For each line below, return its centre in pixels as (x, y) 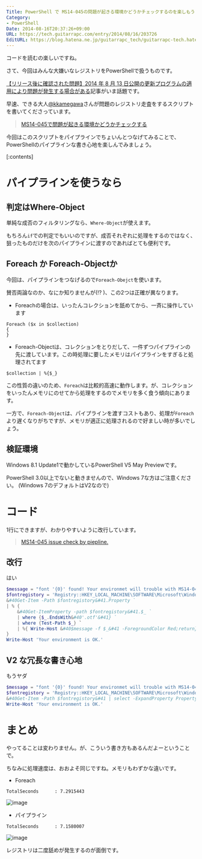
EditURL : (17, 40)
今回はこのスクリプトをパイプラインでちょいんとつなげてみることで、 (93, 137)
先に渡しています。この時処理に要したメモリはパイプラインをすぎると (101, 354)
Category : (19, 18)
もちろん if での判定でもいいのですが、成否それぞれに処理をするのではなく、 (101, 235)
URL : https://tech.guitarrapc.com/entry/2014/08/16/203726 (82, 34)
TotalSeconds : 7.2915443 (45, 791)
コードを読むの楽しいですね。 (43, 58)
